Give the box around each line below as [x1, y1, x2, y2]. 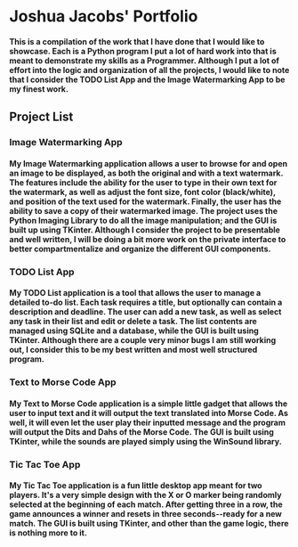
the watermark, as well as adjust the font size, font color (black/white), [9, 186, 276, 197]
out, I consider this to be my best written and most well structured [9, 345, 258, 355]
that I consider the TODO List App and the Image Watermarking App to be [9, 74, 286, 85]
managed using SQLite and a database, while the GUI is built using [9, 325, 260, 336]
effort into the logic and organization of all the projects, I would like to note [9, 64, 290, 75]
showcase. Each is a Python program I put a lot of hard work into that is [9, 45, 278, 56]
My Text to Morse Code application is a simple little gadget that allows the [9, 398, 288, 409]
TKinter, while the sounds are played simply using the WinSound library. [9, 436, 282, 446]
